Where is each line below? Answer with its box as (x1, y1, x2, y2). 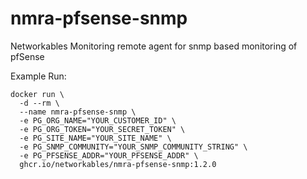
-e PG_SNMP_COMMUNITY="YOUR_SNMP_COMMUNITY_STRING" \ (19, 142, 248, 152)
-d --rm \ (19, 98, 60, 108)
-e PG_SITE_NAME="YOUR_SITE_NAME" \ (19, 133, 172, 143)
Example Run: (10, 70, 67, 82)
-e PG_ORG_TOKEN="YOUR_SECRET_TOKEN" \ (19, 124, 186, 134)
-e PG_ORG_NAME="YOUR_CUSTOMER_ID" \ (19, 115, 177, 126)
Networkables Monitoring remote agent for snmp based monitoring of (10, 40, 298, 52)
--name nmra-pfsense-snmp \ (19, 107, 137, 117)
